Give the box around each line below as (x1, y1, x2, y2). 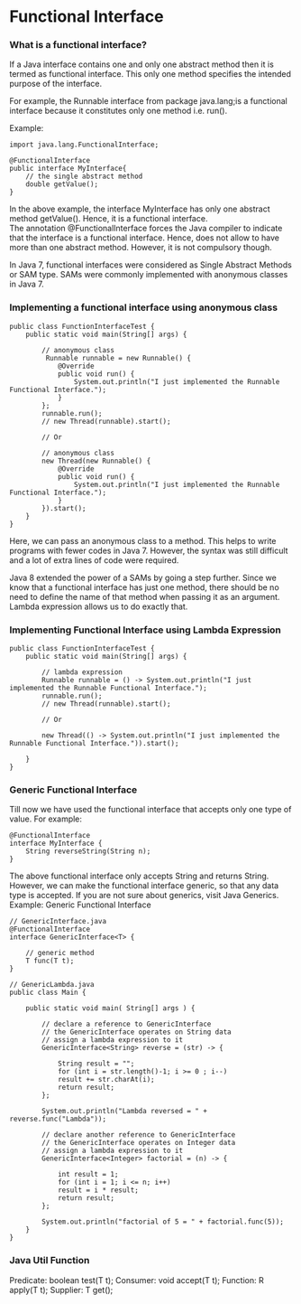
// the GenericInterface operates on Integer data (41, 1139, 236, 1148)
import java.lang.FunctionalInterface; (9, 140, 160, 150)
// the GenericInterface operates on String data (41, 1027, 232, 1037)
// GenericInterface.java (9, 917, 106, 926)
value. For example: (9, 813, 83, 824)
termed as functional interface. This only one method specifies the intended (9, 69, 291, 80)
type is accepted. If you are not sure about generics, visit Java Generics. (9, 890, 279, 901)
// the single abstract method (25, 172, 143, 182)
